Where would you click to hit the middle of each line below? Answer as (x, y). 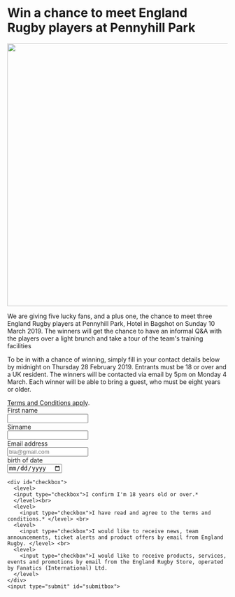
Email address (28, 444)
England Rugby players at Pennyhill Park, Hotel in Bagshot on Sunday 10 (111, 323)
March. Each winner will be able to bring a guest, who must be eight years (114, 382)
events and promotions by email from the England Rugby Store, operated (115, 562)
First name (23, 410)
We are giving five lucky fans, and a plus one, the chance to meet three (110, 316)
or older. (19, 389)
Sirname (19, 427)
